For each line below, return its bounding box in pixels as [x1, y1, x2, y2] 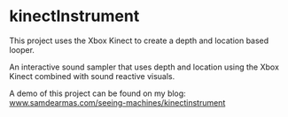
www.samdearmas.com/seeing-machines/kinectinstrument [9, 97, 226, 107]
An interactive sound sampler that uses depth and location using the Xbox [9, 62, 279, 72]
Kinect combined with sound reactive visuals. [9, 70, 175, 81]
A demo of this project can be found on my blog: [9, 88, 186, 99]
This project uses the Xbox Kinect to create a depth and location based [9, 35, 269, 46]
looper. [9, 44, 35, 55]
